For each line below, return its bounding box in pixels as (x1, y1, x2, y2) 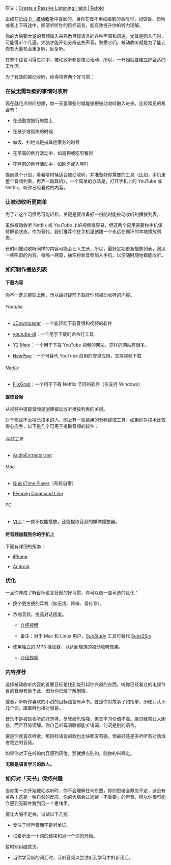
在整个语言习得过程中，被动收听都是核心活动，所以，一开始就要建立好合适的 (5, 57, 166, 63)
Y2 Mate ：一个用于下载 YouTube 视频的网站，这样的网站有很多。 (12, 342, 150, 348)
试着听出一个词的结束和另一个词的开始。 (12, 833, 98, 839)
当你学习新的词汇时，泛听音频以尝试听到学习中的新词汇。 (12, 854, 133, 861)
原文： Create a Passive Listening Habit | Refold (5, 5, 104, 11)
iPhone (12, 553, 28, 560)
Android (12, 564, 30, 570)
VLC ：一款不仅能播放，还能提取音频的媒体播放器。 (12, 518, 120, 524)
